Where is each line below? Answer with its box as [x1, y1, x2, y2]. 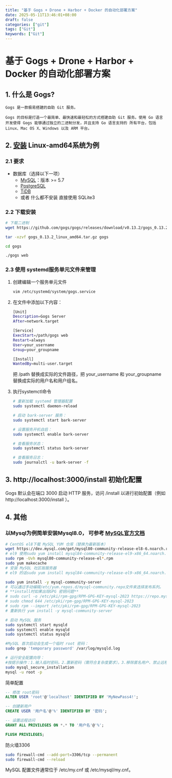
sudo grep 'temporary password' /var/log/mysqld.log [5, 646, 120, 651]
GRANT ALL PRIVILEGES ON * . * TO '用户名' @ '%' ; [5, 722, 104, 728]
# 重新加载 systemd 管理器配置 [12, 399, 73, 404]
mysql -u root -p [5, 670, 42, 675]
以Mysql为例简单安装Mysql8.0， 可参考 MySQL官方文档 [5, 530, 145, 537]
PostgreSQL [20, 183, 46, 189]
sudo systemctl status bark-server [12, 446, 89, 451]
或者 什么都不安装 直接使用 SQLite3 [20, 194, 95, 201]
